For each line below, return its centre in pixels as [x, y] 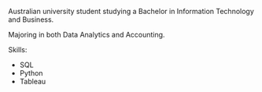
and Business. [31, 19]
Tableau [33, 81]
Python [31, 73]
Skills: [18, 50]
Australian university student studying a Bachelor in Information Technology [131, 11]
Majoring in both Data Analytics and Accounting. [87, 35]
